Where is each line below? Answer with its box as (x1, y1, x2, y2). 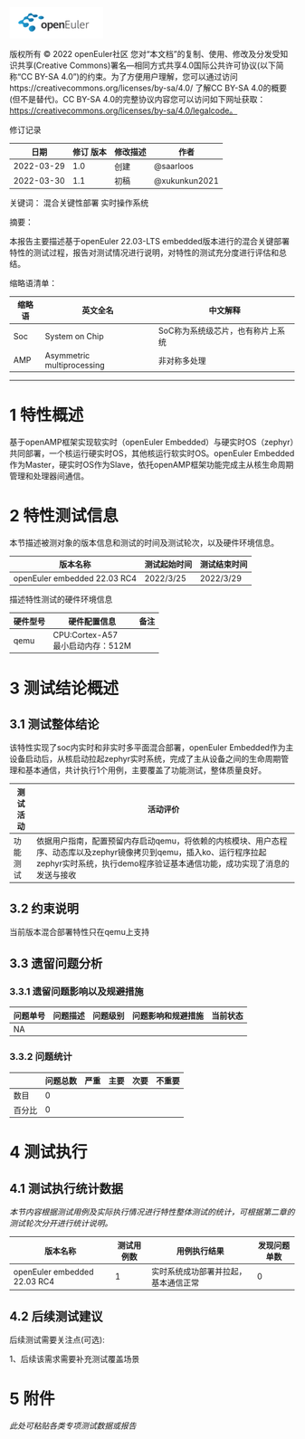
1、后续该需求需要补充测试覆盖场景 (9, 1354, 140, 1365)
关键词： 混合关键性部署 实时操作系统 (9, 197, 149, 208)
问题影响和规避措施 (132, 1010, 204, 1021)
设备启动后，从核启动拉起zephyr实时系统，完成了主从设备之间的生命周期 (9, 754, 281, 765)
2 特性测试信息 (9, 506, 119, 527)
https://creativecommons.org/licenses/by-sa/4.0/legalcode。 (9, 105, 238, 116)
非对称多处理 (157, 355, 206, 366)
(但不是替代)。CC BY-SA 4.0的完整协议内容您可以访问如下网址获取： (9, 94, 266, 104)
